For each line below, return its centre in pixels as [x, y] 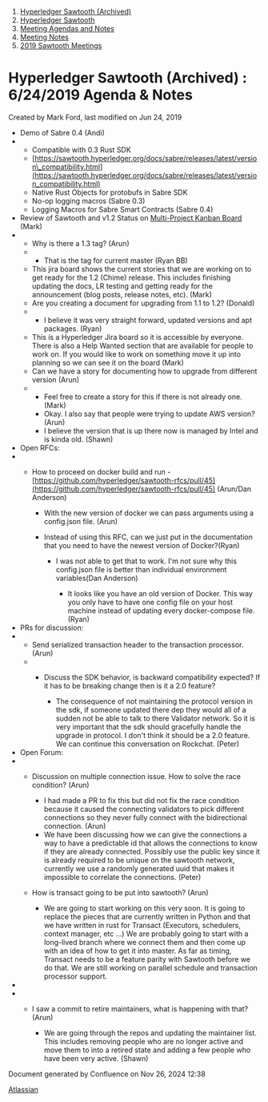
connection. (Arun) [75, 825]
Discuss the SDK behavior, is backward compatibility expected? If [152, 677]
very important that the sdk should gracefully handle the [148, 727]
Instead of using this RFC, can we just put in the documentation [148, 537]
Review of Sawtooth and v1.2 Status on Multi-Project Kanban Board [131, 218]
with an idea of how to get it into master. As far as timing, [138, 951]
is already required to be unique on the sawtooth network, [139, 860]
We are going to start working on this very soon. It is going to [144, 908]
